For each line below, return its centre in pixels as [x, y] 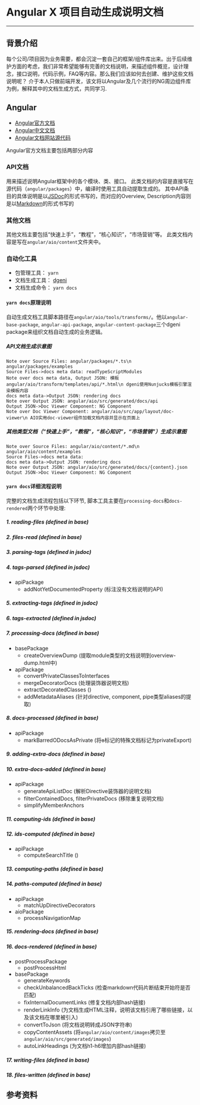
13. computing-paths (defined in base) [55, 869]
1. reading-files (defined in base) [48, 522]
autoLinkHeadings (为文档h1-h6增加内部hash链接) [85, 1045]
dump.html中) [40, 663]
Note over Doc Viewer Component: [48, 411]
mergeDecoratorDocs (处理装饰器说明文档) [76, 683]
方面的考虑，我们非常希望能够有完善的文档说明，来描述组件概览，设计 [97, 66]
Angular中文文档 [35, 130]
